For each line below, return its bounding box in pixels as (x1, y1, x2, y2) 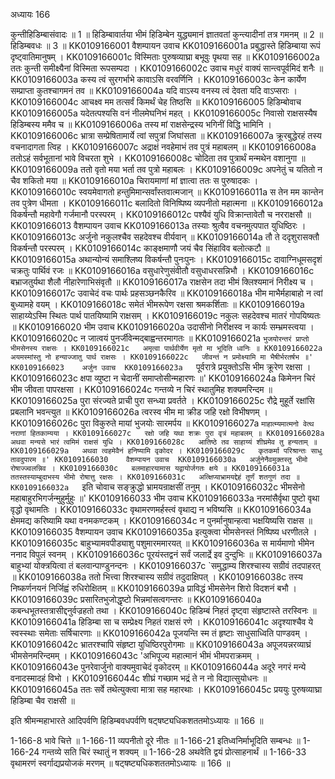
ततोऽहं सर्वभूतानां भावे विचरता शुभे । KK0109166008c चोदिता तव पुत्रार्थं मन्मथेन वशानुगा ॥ (10, 152, 306, 164)
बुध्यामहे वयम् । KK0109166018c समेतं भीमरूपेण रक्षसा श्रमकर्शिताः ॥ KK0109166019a (10, 299, 305, 310)
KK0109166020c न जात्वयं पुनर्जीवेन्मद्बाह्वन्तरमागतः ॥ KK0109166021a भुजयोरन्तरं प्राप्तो (10, 332, 310, 344)
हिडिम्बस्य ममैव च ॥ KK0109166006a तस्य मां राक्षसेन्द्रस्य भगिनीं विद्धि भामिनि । (10, 119, 272, 130)
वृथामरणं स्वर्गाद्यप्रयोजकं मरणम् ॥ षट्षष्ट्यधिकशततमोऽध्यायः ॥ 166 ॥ (10, 757, 231, 769)
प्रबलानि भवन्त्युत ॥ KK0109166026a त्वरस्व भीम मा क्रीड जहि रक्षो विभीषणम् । (10, 406, 268, 418)
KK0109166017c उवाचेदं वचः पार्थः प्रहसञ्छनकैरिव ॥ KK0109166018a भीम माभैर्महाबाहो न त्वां (10, 287, 323, 299)
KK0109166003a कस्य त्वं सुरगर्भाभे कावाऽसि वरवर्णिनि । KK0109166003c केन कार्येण (10, 74, 307, 85)
